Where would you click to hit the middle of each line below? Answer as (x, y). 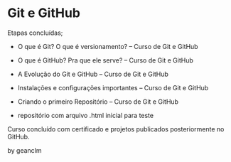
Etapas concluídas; (35, 33)
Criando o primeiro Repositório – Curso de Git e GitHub (98, 102)
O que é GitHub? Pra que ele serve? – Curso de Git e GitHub (105, 60)
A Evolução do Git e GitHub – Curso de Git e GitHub (93, 74)
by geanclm (25, 150)
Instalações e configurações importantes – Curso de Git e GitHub (113, 87)
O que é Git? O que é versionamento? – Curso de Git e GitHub (108, 46)
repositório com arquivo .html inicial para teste (86, 115)
